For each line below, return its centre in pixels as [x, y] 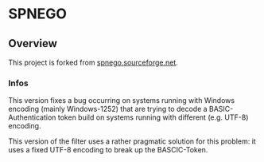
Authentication [32, 117]
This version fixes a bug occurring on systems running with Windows [122, 101]
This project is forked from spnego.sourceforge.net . [93, 62]
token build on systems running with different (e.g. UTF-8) [153, 117]
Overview [33, 43]
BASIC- [221, 109]
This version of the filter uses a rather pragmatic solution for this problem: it [132, 141]
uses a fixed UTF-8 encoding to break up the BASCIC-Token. [108, 150]
